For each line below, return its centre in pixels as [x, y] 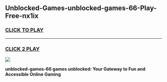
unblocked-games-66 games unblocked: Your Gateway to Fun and [75, 69]
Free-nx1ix [22, 16]
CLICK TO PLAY [24, 30]
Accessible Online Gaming [33, 74]
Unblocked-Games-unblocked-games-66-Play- [81, 8]
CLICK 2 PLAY [22, 49]
